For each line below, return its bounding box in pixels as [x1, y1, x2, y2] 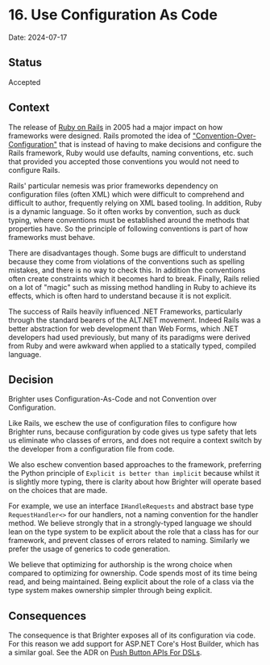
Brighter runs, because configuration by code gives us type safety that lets [8, 427, 257, 437]
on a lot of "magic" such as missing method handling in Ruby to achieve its [8, 282, 256, 292]
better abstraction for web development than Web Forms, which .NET [8, 323, 239, 333]
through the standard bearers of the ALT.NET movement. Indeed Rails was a [8, 315, 261, 325]
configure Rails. [8, 165, 60, 175]
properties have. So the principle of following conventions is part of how [8, 224, 248, 234]
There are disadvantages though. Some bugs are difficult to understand [8, 248, 247, 258]
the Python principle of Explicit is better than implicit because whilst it [8, 469, 260, 478]
